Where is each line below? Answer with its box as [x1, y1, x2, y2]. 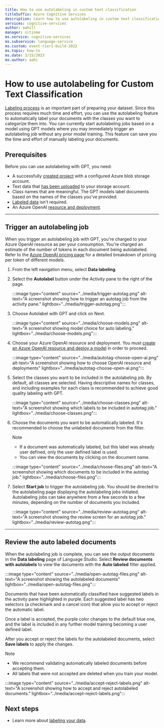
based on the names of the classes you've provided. [12, 194, 118, 200]
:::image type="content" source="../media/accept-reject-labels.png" [5, 680, 143, 686]
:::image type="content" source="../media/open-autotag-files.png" [5, 571, 140, 577]
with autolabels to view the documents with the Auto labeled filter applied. [5, 561, 157, 567]
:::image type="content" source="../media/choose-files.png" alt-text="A [12, 464, 157, 470]
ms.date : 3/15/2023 [5, 52, 45, 58]
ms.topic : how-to [5, 48, 41, 53]
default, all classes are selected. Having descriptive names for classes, [12, 379, 155, 385]
